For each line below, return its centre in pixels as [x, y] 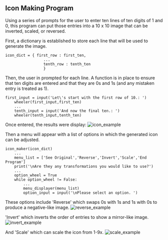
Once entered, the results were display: [46, 125]
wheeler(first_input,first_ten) [48, 102]
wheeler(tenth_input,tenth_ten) [48, 115]
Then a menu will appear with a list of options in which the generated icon [81, 134]
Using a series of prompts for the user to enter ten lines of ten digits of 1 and [84, 20]
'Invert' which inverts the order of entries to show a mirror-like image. [77, 217]
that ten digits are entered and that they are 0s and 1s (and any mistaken [80, 83]
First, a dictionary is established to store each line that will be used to [77, 41]
